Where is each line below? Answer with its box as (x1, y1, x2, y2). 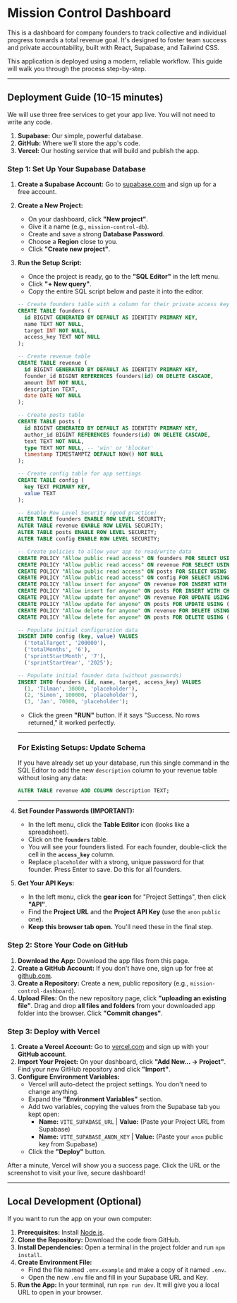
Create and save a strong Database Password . (28, 230, 165, 238)
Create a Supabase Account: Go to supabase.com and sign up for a (17, 180, 217, 188)
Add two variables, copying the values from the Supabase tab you (28, 1102, 220, 1110)
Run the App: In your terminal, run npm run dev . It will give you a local (17, 1280, 220, 1289)
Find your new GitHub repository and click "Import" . (17, 1065, 171, 1073)
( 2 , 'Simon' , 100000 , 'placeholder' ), (24, 691, 138, 699)
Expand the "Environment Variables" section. (28, 1095, 163, 1103)
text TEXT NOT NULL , (24, 437, 85, 445)
